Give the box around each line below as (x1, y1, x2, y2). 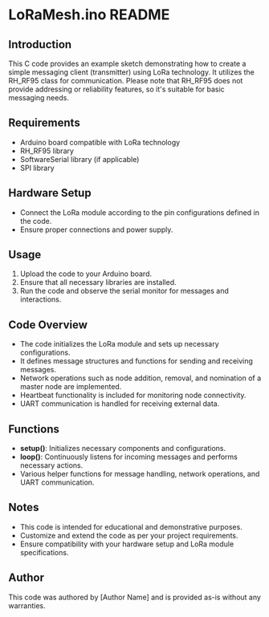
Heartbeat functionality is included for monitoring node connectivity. (19, 391, 247, 400)
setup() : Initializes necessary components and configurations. (19, 444, 226, 453)
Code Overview (8, 318, 88, 331)
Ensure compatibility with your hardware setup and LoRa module (19, 539, 234, 549)
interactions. (19, 294, 62, 304)
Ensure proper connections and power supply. (19, 225, 173, 234)
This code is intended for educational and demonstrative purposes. (19, 522, 243, 531)
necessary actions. (19, 461, 84, 470)
